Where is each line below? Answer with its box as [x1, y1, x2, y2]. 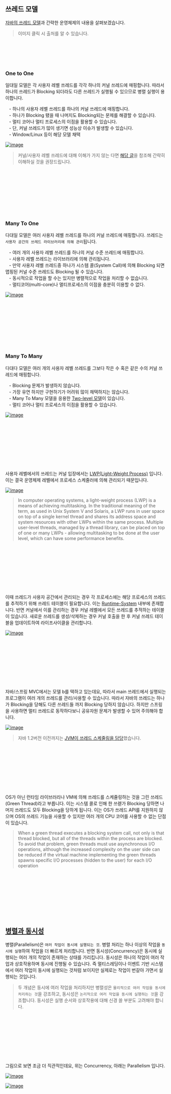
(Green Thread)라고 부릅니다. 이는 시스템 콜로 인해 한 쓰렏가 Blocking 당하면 [5, 800, 159, 806]
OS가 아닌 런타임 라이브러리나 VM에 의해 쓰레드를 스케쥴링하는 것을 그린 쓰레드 [5, 794, 163, 800]
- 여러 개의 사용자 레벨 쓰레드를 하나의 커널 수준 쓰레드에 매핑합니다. [9, 249, 144, 255]
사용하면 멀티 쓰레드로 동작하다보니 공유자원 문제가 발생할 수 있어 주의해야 [10, 707, 158, 714]
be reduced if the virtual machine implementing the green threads [17, 851, 156, 858]
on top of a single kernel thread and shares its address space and [17, 513, 156, 520]
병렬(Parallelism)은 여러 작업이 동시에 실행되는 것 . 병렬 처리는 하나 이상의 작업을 [5, 941, 161, 947]
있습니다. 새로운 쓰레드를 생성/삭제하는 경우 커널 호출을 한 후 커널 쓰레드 [10, 613, 154, 619]
